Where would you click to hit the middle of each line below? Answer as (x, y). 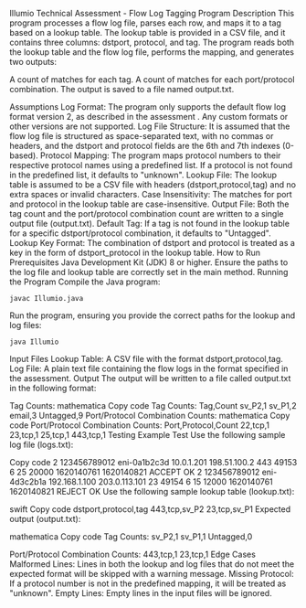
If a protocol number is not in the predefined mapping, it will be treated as (148, 583)
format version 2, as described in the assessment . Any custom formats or (149, 117)
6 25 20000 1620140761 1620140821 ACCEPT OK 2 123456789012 (135, 472)
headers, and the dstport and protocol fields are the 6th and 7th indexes (145, 146)
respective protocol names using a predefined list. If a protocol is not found (151, 165)
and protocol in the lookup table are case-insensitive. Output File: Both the (149, 204)
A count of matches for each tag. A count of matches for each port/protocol (152, 80)
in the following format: (53, 388)
